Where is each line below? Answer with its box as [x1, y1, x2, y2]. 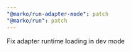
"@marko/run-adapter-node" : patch [6, 10, 109, 18]
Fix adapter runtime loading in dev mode [6, 36, 125, 45]
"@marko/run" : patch [6, 17, 68, 24]
